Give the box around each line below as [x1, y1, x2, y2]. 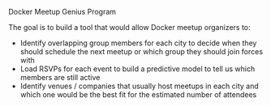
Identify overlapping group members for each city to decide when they [19, 38, 257, 48]
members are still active [19, 73, 101, 82]
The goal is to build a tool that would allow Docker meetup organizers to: [8, 23, 251, 32]
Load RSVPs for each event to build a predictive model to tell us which [19, 64, 256, 74]
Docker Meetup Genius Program [8, 7, 116, 16]
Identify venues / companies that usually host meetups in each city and [19, 81, 260, 91]
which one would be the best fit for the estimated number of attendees [19, 90, 257, 100]
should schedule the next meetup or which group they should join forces [19, 47, 264, 56]
